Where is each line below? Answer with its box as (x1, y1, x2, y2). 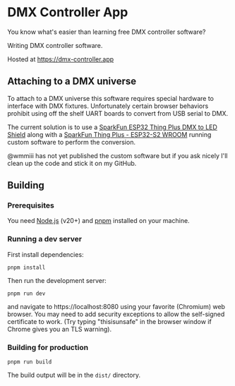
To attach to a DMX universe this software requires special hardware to (7, 94, 214, 102)
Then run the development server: (7, 276, 107, 284)
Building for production (7, 342, 89, 352)
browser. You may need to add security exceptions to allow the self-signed (7, 310, 225, 318)
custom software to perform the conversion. (7, 138, 136, 146)
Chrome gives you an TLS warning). (7, 325, 112, 333)
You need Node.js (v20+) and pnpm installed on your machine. (7, 217, 190, 225)
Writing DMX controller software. (7, 41, 103, 49)
